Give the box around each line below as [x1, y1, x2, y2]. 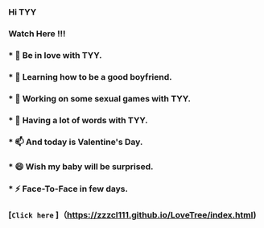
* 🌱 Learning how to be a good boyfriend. [8, 71, 173, 82]
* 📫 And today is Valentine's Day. [8, 136, 143, 147]
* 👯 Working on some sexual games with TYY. [8, 93, 192, 104]
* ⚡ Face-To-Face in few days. [8, 184, 129, 195]
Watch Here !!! [8, 27, 66, 39]
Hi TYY [8, 6, 37, 18]
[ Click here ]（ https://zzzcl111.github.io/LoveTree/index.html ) [8, 209, 257, 221]
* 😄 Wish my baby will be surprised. [8, 161, 154, 172]
